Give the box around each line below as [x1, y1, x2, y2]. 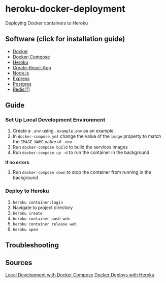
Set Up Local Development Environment [5, 116, 106, 123]
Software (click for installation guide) [5, 35, 125, 43]
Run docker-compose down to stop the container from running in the [12, 169, 151, 175]
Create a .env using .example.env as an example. [12, 128, 115, 134]
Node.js [12, 70, 29, 76]
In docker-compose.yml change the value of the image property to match [12, 133, 161, 139]
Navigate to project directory [12, 204, 73, 211]
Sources [5, 258, 32, 267]
